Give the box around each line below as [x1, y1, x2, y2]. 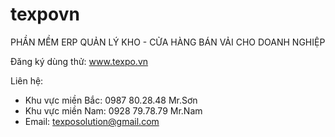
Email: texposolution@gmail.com [24, 115, 160, 127]
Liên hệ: [10, 74, 44, 87]
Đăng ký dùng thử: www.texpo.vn [10, 55, 149, 67]
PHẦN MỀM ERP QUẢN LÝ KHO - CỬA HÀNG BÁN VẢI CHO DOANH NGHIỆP [10, 36, 326, 48]
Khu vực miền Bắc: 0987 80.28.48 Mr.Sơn [24, 94, 198, 106]
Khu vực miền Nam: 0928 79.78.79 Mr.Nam [24, 104, 203, 117]
